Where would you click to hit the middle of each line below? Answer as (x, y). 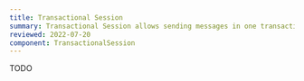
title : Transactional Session (66, 18)
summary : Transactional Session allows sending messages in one (133, 26)
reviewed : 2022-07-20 (50, 34)
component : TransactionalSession (72, 43)
